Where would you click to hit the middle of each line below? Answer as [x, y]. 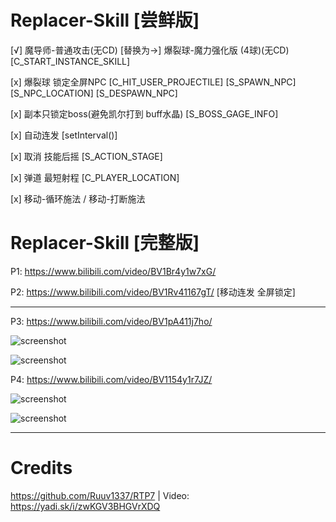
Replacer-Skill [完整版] [105, 243]
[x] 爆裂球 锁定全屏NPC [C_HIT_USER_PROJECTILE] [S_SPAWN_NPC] [153, 82]
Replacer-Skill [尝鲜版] [105, 20]
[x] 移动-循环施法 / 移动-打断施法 [78, 198]
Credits [41, 468]
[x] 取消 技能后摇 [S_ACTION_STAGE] [86, 156]
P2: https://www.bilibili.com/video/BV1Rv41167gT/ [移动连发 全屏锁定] [153, 292]
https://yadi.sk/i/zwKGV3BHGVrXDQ [85, 506]
